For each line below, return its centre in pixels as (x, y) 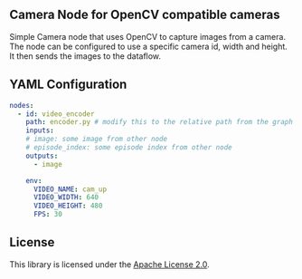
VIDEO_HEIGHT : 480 (68, 206)
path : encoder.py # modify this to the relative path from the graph (160, 122)
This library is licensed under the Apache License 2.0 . (109, 264)
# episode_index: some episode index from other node (129, 148)
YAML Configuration (68, 85)
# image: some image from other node (97, 139)
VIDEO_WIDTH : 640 (66, 197)
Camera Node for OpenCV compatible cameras (145, 15)
